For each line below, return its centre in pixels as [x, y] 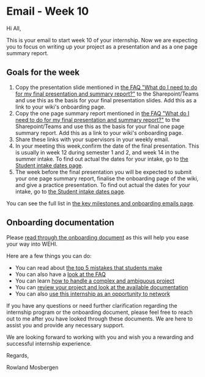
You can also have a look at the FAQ [60, 274]
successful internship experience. [49, 343]
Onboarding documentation [60, 223]
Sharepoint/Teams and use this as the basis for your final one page [100, 126]
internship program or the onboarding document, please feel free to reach [99, 312]
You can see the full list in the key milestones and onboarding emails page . [100, 203]
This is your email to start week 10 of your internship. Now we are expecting [102, 40]
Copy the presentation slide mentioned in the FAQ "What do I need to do [106, 87]
